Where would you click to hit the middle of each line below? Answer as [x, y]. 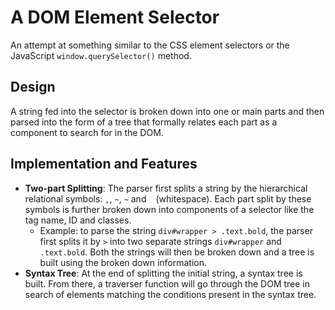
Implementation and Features [104, 164]
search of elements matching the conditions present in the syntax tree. [170, 294]
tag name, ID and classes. [78, 220]
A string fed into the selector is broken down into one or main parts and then [167, 111]
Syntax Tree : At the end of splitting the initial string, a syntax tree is [163, 273]
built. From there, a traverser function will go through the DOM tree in [167, 283]
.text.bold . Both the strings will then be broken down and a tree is [177, 252]
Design [33, 87]
